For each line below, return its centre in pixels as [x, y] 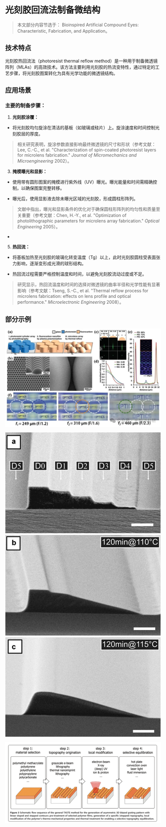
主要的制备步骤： [25, 106]
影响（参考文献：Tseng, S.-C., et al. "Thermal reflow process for [83, 291]
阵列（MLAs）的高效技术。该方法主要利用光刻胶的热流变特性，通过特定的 [80, 67]
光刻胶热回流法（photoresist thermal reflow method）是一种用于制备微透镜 [82, 61]
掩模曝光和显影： [30, 171]
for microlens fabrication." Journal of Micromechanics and [77, 155]
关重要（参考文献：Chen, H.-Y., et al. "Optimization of [72, 215]
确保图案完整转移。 [45, 188]
